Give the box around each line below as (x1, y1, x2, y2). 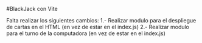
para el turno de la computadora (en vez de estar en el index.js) (6, 30, 165, 37)
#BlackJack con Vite (6, 5, 58, 12)
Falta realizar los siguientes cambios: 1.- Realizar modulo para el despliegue (6, 17, 197, 24)
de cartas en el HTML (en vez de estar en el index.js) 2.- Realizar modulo (6, 24, 190, 30)
